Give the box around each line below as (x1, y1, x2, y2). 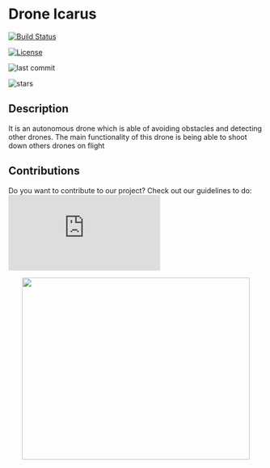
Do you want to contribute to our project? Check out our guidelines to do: (8, 185, 252, 195)
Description (8, 102, 69, 116)
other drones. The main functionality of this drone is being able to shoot (8, 132, 248, 141)
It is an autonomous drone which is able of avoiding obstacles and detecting (8, 123, 263, 133)
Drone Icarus (8, 5, 97, 23)
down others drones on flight (8, 141, 105, 150)
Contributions (8, 164, 80, 178)
